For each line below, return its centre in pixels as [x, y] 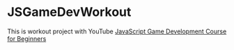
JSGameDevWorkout [69, 12]
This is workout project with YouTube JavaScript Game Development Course [117, 31]
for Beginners [27, 38]
